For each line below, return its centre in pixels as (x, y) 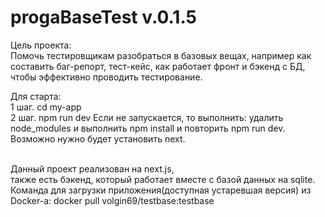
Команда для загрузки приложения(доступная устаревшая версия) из (161, 190)
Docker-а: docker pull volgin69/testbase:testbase (112, 200)
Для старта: (36, 96)
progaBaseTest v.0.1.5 (103, 17)
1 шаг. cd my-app (46, 107)
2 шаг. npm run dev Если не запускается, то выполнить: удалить (147, 117)
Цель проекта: (41, 45)
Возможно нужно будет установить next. (98, 138)
